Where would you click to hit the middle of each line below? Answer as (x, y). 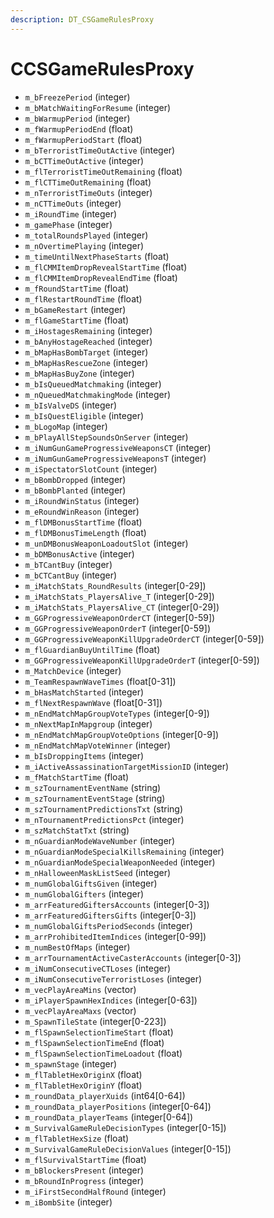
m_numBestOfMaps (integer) (77, 947)
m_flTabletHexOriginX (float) (83, 1074)
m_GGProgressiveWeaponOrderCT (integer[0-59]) (120, 617)
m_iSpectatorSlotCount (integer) (91, 468)
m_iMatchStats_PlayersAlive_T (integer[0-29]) (119, 596)
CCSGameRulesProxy (102, 68)
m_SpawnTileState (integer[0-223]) (95, 1021)
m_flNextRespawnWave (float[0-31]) (93, 702)
